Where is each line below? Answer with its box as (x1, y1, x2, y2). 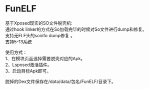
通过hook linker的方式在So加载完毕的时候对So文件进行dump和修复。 (5, 26, 147, 32)
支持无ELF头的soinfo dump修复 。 (5, 32, 75, 38)
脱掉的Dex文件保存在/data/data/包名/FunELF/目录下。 (5, 78, 116, 85)
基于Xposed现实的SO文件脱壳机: (5, 20, 72, 26)
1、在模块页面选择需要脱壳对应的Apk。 (5, 55, 85, 61)
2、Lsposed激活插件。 (5, 62, 52, 68)
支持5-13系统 (5, 38, 32, 45)
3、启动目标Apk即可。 (5, 68, 51, 74)
